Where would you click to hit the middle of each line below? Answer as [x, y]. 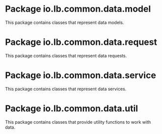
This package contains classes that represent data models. [65, 22]
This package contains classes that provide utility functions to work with [78, 122]
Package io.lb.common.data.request [81, 42]
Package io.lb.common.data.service [81, 75]
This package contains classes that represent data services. [66, 89]
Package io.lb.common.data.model [78, 9]
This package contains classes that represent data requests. [66, 56]
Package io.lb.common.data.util [72, 109]
